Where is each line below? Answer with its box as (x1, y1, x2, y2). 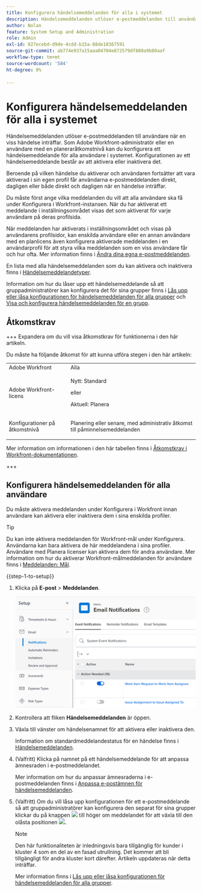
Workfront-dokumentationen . (6, 451, 79, 458)
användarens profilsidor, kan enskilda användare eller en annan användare (6, 232, 191, 239)
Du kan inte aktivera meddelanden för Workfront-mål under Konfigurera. (6, 535, 185, 542)
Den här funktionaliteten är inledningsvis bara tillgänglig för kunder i (14, 842, 183, 849)
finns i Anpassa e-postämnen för (61, 780, 143, 787)
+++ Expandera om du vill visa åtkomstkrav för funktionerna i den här (6, 333, 179, 340)
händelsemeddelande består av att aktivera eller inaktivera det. (6, 158, 162, 166)
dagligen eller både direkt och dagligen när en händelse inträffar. (6, 182, 167, 190)
